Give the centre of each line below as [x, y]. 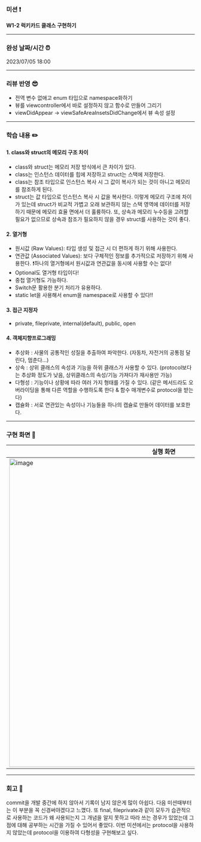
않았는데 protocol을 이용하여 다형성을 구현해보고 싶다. [75, 832]
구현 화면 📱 [21, 434]
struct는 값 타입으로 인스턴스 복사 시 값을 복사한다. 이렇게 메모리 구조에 [98, 197]
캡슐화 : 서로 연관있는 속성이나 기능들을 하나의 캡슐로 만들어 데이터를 [95, 405]
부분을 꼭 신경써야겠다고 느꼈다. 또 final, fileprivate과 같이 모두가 [95, 810]
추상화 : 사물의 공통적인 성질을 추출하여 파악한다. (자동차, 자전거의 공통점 [99, 352]
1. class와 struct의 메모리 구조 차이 [47, 152]
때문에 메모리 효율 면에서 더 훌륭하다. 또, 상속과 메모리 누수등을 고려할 [107, 212]
